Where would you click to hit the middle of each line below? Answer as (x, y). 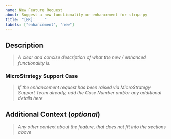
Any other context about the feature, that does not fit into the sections (92, 127)
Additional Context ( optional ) (53, 114)
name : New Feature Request (34, 10)
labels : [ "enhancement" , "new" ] (40, 24)
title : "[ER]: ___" (26, 19)
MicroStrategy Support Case (42, 76)
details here (30, 98)
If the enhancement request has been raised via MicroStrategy (84, 87)
